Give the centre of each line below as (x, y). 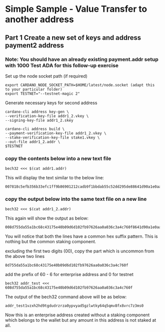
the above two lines (25, 256)
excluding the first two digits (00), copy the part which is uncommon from (80, 251)
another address (40, 19)
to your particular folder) (34, 89)
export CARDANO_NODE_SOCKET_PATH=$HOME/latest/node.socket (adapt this (80, 85)
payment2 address (35, 45)
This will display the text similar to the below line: (55, 178)
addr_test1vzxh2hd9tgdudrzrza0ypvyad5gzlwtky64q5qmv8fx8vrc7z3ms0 (74, 306)
